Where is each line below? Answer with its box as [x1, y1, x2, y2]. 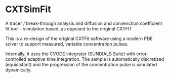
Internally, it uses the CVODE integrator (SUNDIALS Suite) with [5, 51, 136, 57]
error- [136, 51, 149, 57]
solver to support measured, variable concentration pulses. [5, 41, 129, 47]
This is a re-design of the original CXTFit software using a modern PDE [5, 35, 153, 42]
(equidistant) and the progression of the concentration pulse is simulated [5, 61, 157, 67]
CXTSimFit [5, 4, 52, 15]
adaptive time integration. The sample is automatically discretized [27, 56, 164, 62]
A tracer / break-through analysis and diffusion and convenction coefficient [5, 20, 162, 26]
